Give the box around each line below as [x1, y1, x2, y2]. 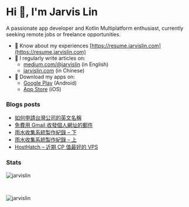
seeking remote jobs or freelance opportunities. [6, 30, 121, 37]
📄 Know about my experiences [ [14, 42, 92, 49]
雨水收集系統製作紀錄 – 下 [14, 129, 77, 136]
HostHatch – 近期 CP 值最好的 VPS [14, 143, 98, 151]
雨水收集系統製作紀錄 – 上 [14, 136, 77, 143]
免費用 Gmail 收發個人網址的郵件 [14, 122, 94, 129]
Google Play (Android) [23, 79, 77, 87]
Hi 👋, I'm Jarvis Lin [6, 5, 98, 19]
